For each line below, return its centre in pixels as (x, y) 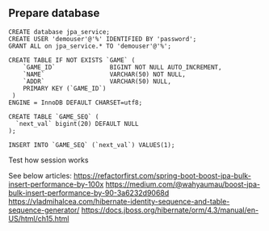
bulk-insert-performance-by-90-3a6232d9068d (89, 192)
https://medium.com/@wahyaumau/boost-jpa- (183, 184)
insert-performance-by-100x (56, 184)
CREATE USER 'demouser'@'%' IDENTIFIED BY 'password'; (103, 39)
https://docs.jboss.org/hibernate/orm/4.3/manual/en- (170, 210)
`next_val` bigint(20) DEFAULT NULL (77, 124)
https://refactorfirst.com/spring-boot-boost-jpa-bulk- (163, 175)
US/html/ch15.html (39, 218)
